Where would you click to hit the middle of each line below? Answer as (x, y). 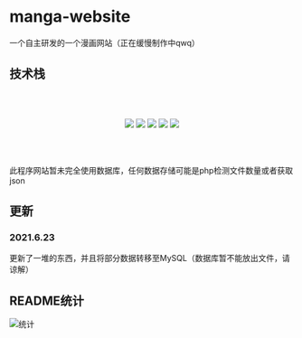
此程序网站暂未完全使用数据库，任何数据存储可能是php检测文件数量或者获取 (151, 170)
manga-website (70, 17)
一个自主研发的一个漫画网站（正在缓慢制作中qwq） (105, 42)
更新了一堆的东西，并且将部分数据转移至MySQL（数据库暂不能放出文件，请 (150, 258)
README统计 (47, 300)
